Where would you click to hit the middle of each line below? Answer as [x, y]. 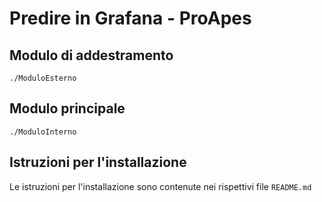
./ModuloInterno [43, 132]
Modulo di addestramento [91, 55]
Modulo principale [67, 108]
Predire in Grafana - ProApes [130, 18]
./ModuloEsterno [43, 78]
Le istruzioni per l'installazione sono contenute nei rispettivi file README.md [160, 186]
